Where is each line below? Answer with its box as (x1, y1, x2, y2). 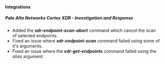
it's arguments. (12, 43, 43, 49)
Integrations (5, 4, 31, 10)
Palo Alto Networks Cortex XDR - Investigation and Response (5, 15, 134, 21)
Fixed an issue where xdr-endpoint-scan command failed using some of (12, 38, 160, 43)
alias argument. (12, 53, 44, 59)
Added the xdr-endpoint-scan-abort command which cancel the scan (12, 27, 156, 33)
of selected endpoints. (12, 32, 58, 39)
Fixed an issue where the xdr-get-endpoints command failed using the (12, 48, 157, 54)
